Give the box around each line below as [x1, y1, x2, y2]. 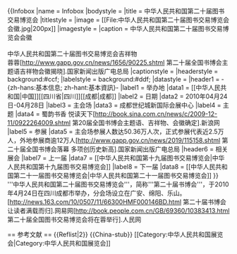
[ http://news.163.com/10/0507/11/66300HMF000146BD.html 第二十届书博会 [7, 198, 227, 206]
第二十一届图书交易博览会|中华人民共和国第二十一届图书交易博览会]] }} [13, 172, 219, 179]
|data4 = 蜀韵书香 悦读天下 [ [15, 110, 95, 118]
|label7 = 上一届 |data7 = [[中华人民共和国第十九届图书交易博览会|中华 [20, 154, 225, 162]
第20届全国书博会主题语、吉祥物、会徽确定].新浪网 [72, 119, 220, 127]
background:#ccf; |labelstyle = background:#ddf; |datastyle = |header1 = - [7, 75, 224, 83]
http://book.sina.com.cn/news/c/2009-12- [95, 110, 218, 118]
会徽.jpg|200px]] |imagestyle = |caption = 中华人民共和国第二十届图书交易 [7, 25, 224, 32]
